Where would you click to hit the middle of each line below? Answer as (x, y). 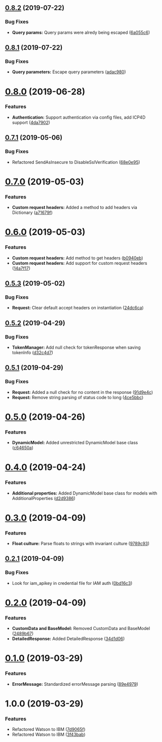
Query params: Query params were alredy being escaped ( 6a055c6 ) (81, 32)
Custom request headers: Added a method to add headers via (74, 208)
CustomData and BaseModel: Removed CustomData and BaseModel (81, 629)
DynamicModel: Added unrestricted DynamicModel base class (75, 443)
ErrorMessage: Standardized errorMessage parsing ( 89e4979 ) (75, 684)
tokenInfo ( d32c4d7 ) (32, 352)
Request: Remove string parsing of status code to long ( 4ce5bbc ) (78, 397)
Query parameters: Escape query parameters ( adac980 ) (69, 72)
